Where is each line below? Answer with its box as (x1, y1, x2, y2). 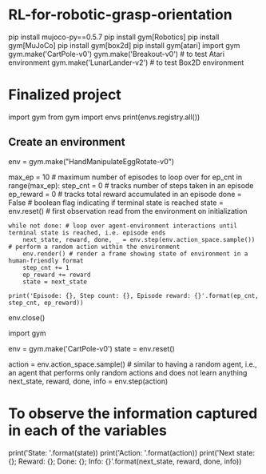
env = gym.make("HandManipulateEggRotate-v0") (8, 156, 174, 166)
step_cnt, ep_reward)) (8, 299, 84, 307)
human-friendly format (8, 256, 84, 265)
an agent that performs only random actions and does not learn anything (8, 368, 248, 377)
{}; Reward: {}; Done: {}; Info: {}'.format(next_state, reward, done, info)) (8, 456, 242, 466)
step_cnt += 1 (22, 263, 69, 271)
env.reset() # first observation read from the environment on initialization (8, 206, 248, 215)
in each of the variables (8, 421, 168, 440)
